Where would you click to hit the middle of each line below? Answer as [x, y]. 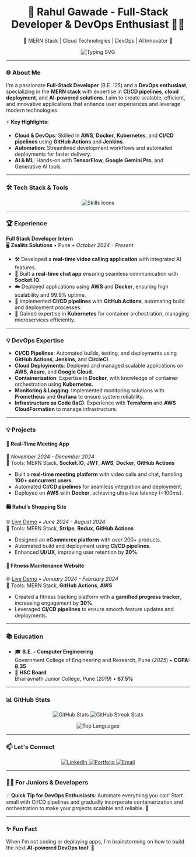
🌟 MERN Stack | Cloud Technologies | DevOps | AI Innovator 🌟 [98, 40]
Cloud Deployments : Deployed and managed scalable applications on [99, 366]
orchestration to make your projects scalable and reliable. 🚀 [78, 808]
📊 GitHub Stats [28, 700]
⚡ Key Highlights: [27, 122]
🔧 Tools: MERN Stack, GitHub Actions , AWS [59, 585]
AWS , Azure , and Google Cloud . [54, 372]
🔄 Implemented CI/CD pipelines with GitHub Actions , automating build [99, 301]
